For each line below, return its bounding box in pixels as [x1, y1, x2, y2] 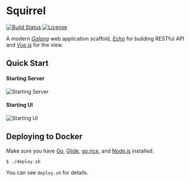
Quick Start [6, 58, 49, 68]
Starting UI [6, 101, 34, 108]
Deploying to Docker [6, 131, 83, 142]
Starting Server [6, 75, 45, 82]
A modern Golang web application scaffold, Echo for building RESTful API [6, 35, 185, 42]
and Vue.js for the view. [6, 41, 64, 48]
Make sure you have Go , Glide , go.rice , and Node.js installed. [6, 147, 154, 154]
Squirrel [6, 4, 46, 18]
